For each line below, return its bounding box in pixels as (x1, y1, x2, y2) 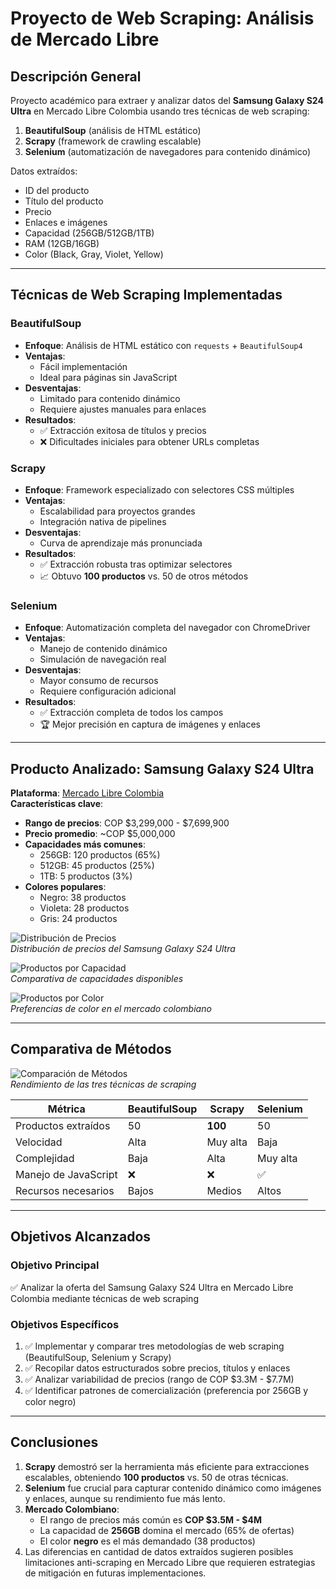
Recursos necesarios (15, 1183, 115, 1197)
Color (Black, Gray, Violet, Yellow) (24, 248, 164, 260)
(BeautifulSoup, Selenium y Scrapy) (24, 1351, 172, 1363)
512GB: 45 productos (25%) (39, 860, 155, 872)
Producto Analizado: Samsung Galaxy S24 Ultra (10, 760, 315, 777)
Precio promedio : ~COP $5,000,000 (24, 828, 176, 840)
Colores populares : (24, 881, 107, 893)
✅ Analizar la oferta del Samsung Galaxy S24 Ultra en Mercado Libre (10, 1281, 294, 1293)
